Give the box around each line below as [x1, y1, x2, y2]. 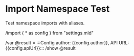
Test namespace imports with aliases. [5, 20, 85, 26]
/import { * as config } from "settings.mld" [5, 30, 94, 36]
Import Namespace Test [5, 3, 110, 15]
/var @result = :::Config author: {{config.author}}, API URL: [5, 39, 129, 46]
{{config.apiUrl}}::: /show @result [5, 45, 76, 51]
